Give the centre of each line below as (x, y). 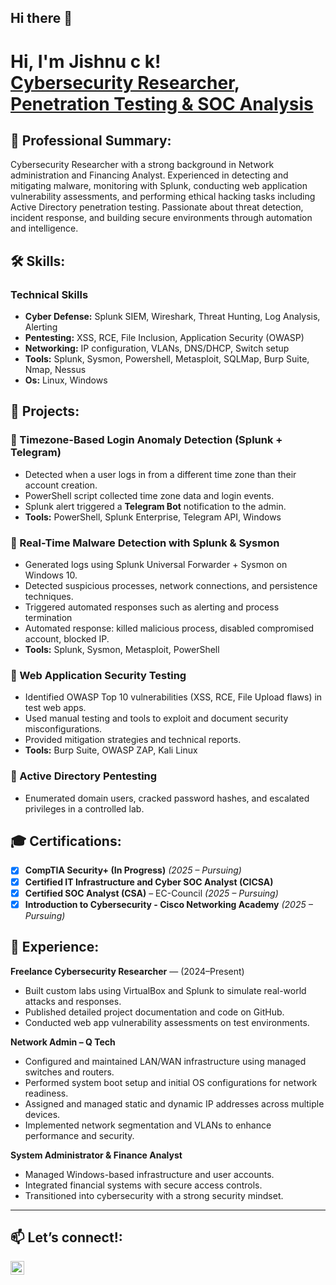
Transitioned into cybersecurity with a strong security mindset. (154, 1195)
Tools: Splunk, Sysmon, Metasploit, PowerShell (122, 650)
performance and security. (79, 1135)
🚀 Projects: (45, 411)
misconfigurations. (63, 729)
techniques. (49, 597)
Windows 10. (51, 575)
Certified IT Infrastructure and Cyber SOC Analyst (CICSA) (149, 882)
